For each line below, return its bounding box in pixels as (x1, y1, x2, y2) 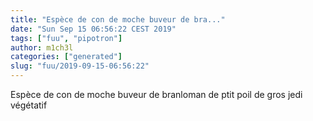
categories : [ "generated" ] (10, 52, 123, 62)
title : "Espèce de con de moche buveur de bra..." (10, 14, 226, 25)
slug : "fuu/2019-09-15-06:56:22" (10, 61, 150, 71)
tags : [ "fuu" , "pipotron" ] (10, 33, 123, 43)
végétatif (10, 99, 48, 111)
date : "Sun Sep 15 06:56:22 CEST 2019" (10, 24, 177, 34)
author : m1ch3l (10, 42, 74, 53)
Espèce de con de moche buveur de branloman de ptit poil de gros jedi (10, 89, 303, 100)
